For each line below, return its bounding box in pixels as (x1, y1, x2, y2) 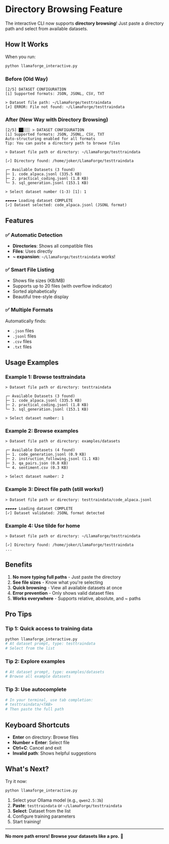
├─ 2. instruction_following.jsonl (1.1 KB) (5, 457, 100, 462)
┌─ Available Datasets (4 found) (5, 447, 75, 453)
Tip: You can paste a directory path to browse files (5, 141, 121, 146)
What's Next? (5, 765, 49, 773)
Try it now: (5, 778, 28, 784)
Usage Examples (5, 358, 59, 367)
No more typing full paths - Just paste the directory (12, 574, 121, 580)
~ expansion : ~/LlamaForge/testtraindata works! (12, 253, 116, 259)
